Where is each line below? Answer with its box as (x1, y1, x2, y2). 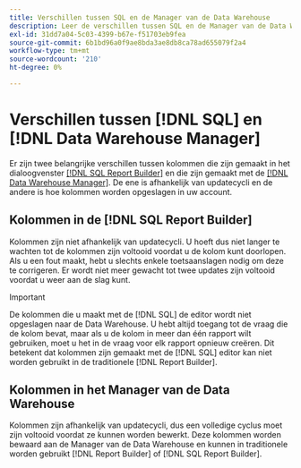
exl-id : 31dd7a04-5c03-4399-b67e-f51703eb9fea (9, 30, 186, 38)
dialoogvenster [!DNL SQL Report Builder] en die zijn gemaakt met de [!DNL (9, 167, 288, 178)
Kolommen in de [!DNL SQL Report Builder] (9, 212, 253, 228)
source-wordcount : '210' (9, 55, 102, 64)
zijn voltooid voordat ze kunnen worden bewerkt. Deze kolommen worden (9, 430, 282, 440)
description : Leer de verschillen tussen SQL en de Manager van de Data (9, 21, 287, 30)
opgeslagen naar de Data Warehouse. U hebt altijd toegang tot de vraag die (9, 319, 288, 329)
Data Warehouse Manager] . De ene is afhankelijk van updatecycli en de (9, 176, 273, 188)
